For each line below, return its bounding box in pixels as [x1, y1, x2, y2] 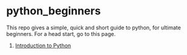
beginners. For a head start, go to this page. [6, 30, 116, 37]
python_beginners [6, 4, 101, 18]
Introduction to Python [15, 42, 71, 49]
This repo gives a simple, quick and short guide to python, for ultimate [6, 24, 182, 31]
